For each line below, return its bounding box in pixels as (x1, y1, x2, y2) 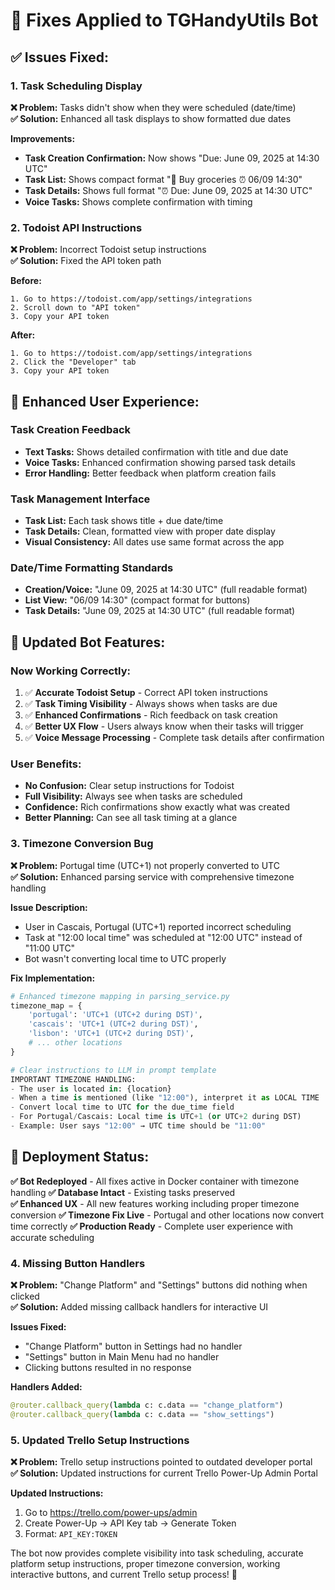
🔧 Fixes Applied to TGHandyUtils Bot (10, 9, 319, 32)
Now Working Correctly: (10, 664, 131, 678)
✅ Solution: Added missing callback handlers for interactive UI (10, 1301, 269, 1313)
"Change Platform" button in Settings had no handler (24, 1340, 243, 1353)
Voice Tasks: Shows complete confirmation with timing (24, 195, 253, 208)
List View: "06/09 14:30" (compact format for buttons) (24, 594, 251, 606)
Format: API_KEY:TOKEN (24, 1528, 118, 1540)
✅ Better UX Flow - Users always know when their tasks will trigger (24, 720, 304, 733)
